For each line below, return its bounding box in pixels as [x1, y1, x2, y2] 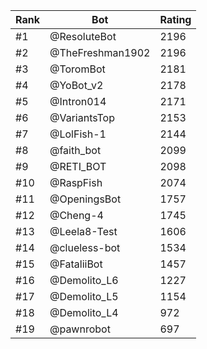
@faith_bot [49, 144, 102, 157]
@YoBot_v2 [49, 79, 104, 92]
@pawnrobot [49, 322, 111, 336]
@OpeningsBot [49, 192, 122, 206]
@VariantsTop [49, 111, 115, 124]
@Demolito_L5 [49, 290, 119, 303]
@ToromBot [49, 62, 106, 76]
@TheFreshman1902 [49, 46, 151, 59]
